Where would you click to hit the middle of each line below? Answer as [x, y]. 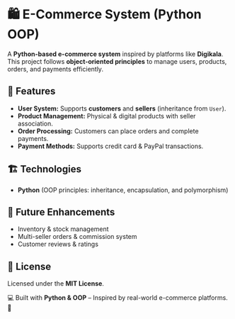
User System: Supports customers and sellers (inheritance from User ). [122, 108]
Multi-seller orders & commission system [77, 237]
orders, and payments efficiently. [56, 69]
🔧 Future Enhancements [61, 212]
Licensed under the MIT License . [56, 284]
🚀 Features [31, 91]
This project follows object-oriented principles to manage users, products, [117, 61]
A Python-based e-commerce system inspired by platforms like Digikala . [115, 54]
